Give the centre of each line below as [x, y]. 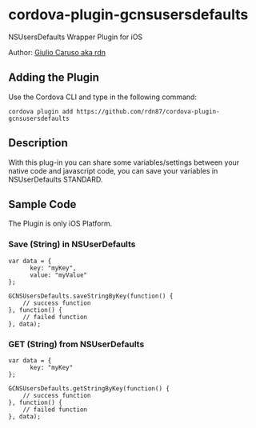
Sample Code [42, 204]
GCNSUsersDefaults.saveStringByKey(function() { [91, 296]
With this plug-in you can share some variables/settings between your [124, 162]
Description [38, 143]
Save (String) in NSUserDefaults [72, 244]
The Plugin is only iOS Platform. [60, 224]
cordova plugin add [41, 111]
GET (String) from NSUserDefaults [76, 344]
